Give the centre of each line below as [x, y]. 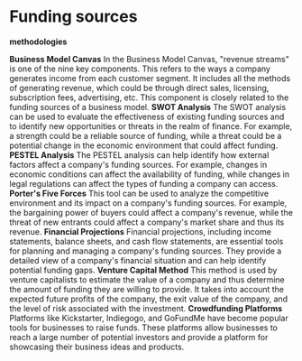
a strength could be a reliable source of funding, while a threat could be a [146, 135]
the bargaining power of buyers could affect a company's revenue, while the [151, 212]
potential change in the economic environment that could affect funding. [144, 145]
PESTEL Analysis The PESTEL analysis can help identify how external [139, 154]
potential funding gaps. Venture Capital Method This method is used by [143, 270]
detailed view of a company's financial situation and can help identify [138, 260]
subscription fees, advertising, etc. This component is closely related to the [149, 97]
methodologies [38, 42]
